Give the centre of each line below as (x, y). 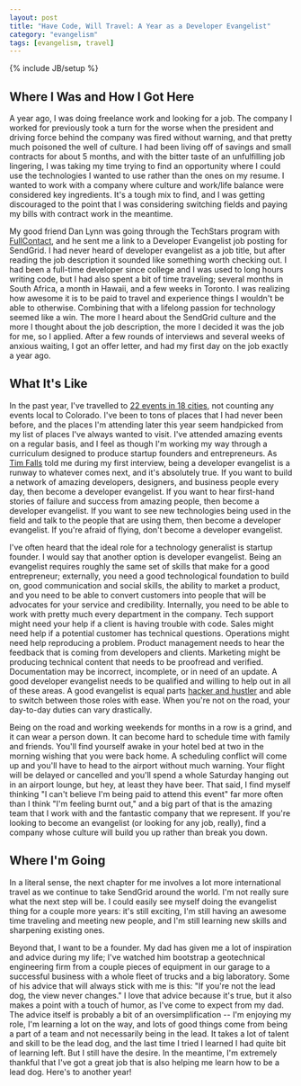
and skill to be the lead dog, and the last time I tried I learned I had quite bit (148, 1043)
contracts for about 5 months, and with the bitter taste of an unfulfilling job (147, 157)
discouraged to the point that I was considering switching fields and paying (148, 204)
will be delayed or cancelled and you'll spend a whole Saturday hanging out (149, 775)
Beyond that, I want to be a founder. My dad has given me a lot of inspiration (150, 947)
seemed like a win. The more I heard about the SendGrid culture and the (143, 318)
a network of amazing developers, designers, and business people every (144, 481)
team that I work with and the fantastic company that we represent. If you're (150, 813)
